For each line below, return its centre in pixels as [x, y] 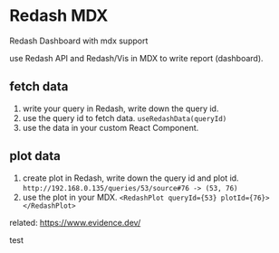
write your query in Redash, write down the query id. [120, 108]
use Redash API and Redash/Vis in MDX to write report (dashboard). [137, 58]
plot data [35, 156]
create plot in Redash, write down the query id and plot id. [130, 178]
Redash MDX [59, 16]
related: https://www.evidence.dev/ [75, 222]
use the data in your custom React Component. [111, 127]
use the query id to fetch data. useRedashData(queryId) [125, 117]
